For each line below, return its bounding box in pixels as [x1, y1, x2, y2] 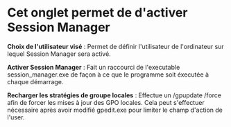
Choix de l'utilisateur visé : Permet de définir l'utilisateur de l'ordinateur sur [7, 42, 224, 50]
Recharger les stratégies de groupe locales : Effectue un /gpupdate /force [7, 91, 222, 99]
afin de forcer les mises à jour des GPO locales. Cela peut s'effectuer [7, 98, 205, 106]
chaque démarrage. [7, 77, 64, 86]
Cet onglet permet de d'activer [7, 5, 188, 21]
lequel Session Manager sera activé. [7, 50, 111, 58]
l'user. [7, 113, 25, 121]
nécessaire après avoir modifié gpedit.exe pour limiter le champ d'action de [7, 106, 223, 114]
